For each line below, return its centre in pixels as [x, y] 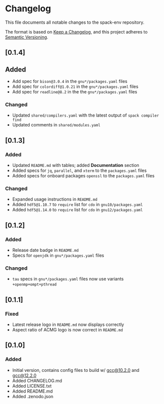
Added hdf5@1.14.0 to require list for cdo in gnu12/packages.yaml [77, 210]
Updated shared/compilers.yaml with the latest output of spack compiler [85, 115]
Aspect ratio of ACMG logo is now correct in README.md [67, 330]
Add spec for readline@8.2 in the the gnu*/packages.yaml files [75, 92]
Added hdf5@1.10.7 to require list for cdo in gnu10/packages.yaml [77, 204]
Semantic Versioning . [27, 37]
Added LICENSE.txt [32, 386]
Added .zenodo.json [33, 396]
